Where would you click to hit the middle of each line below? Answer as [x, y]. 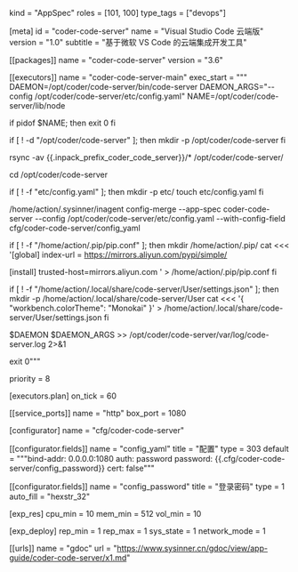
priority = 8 [30, 379]
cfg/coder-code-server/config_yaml [75, 228]
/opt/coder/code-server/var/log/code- [199, 334]
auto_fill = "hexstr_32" [50, 496]
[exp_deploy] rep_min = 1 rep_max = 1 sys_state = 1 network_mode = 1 [137, 531]
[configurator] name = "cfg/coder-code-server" [97, 430]
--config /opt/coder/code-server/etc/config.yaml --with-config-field [161, 218]
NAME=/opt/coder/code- [233, 96]
